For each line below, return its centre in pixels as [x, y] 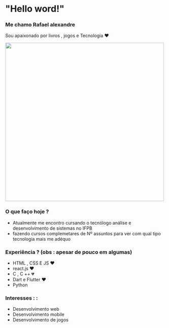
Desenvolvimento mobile [39, 314]
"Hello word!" [35, 9]
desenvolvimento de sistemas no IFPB [52, 228]
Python [20, 285]
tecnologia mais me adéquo [42, 239]
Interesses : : [22, 298]
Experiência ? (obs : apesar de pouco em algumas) [69, 252]
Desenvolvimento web [36, 309]
